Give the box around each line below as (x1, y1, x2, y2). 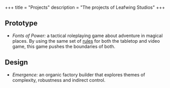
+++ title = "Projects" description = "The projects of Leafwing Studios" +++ (5, 5, 165, 10)
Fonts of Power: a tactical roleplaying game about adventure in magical (12, 33, 163, 39)
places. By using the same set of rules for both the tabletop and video (12, 38, 160, 44)
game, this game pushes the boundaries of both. (12, 43, 116, 49)
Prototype (5, 19, 38, 27)
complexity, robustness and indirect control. (12, 77, 106, 83)
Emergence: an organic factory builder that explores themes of (12, 71, 145, 78)
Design (5, 58, 28, 67)
